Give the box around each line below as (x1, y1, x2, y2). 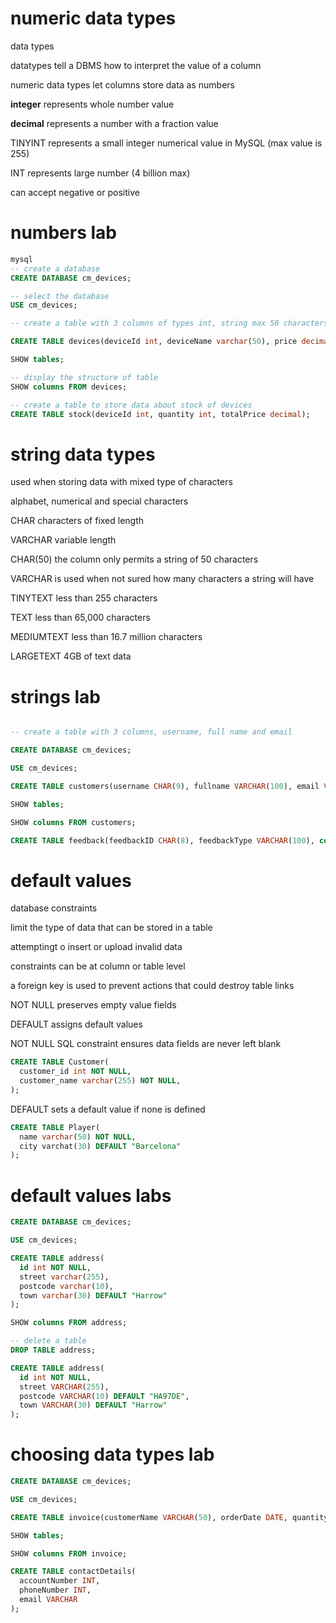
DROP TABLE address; (10, 1345, 97, 1355)
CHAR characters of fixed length (10, 515, 145, 527)
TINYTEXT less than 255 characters (10, 592, 158, 604)
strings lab (10, 685, 101, 708)
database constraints (10, 902, 98, 914)
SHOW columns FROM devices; (10, 382, 128, 392)
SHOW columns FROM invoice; (10, 1548, 128, 1559)
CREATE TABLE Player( (10, 1122, 101, 1132)
